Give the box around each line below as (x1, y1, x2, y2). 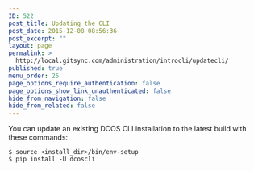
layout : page (8, 42, 52, 50)
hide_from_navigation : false (8, 94, 106, 102)
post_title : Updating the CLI (8, 19, 110, 27)
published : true (8, 65, 63, 73)
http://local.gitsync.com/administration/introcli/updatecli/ (15, 57, 229, 65)
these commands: (8, 132, 69, 142)
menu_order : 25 (8, 72, 60, 80)
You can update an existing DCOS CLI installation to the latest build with (8, 124, 248, 134)
